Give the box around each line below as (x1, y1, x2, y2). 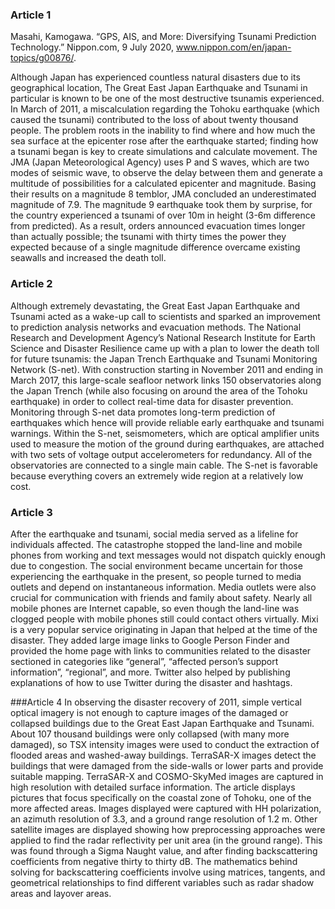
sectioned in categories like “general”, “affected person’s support (10, 655, 279, 667)
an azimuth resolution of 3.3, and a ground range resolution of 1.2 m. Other (10, 813, 318, 825)
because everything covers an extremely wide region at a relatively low (10, 469, 304, 482)
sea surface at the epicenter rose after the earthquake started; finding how (10, 135, 319, 147)
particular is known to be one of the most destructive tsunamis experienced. (10, 93, 325, 105)
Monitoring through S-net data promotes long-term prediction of (10, 406, 276, 418)
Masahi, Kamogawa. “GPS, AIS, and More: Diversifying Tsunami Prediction (10, 31, 317, 43)
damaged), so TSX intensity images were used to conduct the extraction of (10, 738, 320, 750)
